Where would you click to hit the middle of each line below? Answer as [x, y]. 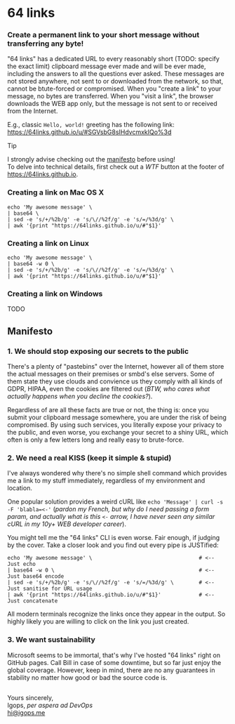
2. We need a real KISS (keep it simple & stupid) [89, 458]
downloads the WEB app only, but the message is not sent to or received [112, 104]
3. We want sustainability [52, 640]
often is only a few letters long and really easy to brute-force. [96, 440]
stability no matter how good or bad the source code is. [87, 677]
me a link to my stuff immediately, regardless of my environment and [106, 481]
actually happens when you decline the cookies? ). [80, 396]
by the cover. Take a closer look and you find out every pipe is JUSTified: [113, 545]
